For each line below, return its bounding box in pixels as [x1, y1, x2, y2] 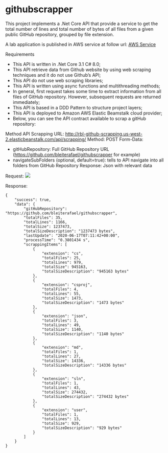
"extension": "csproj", [41, 282, 93, 287]
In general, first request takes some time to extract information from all [12, 88, 162, 94]
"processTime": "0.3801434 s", [23, 237, 90, 242]
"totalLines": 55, [41, 291, 81, 296]
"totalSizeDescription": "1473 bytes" [41, 300, 125, 305]
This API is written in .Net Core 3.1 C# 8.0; [12, 61, 101, 67]
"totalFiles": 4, [41, 286, 79, 292]
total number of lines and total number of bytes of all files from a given [5, 26, 154, 32]
